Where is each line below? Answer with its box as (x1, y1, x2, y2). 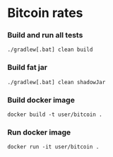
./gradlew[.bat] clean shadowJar (7, 78, 106, 86)
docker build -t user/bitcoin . (7, 111, 102, 118)
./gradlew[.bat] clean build (7, 46, 93, 54)
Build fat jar (7, 62, 48, 72)
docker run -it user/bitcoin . (7, 144, 100, 151)
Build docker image (7, 95, 76, 105)
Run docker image (7, 127, 71, 137)
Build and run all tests (7, 30, 83, 40)
